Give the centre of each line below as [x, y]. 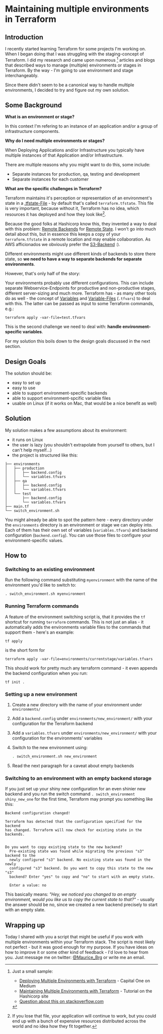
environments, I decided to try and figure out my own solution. [67, 90]
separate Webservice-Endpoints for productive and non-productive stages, [80, 288]
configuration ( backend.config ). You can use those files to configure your [78, 535]
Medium [27, 986]
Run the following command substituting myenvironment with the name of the [81, 580]
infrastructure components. [32, 131]
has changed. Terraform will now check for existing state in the [73, 830]
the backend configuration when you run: [46, 673]
